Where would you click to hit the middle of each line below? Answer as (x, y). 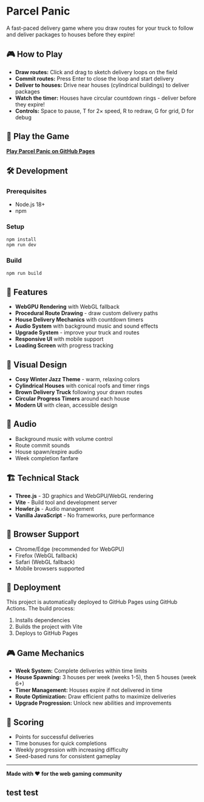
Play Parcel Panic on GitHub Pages (51, 151)
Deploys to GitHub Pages (46, 633)
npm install (21, 239)
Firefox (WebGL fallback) (46, 555)
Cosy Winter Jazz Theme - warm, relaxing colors (77, 379)
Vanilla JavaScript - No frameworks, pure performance (85, 515)
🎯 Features (27, 292)
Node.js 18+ (30, 204)
